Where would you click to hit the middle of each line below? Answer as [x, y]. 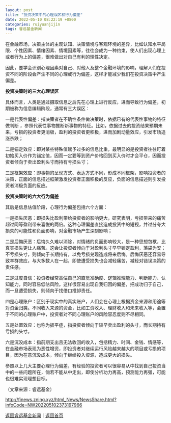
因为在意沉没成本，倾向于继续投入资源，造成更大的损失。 [74, 355]
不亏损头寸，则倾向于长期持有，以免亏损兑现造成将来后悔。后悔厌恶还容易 [83, 254]
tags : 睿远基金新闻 [24, 29]
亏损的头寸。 [19, 331]
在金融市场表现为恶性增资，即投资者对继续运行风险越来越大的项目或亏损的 [83, 349]
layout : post [19, 10]
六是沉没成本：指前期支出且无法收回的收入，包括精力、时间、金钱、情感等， [85, 342]
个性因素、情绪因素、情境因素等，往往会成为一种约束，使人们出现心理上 [90, 50]
